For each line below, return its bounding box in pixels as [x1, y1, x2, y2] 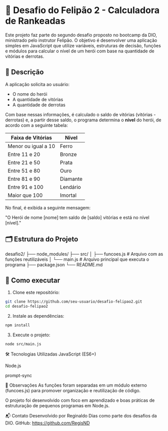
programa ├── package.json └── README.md [5, 261, 103, 267]
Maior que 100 [8, 191, 43, 198]
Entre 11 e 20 [8, 151, 41, 158]
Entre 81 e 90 [8, 175, 41, 182]
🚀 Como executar [5, 276, 60, 284]
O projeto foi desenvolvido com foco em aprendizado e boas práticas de [5, 397, 155, 403]
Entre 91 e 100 [8, 183, 44, 190]
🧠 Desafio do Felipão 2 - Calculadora [5, 5, 159, 16]
